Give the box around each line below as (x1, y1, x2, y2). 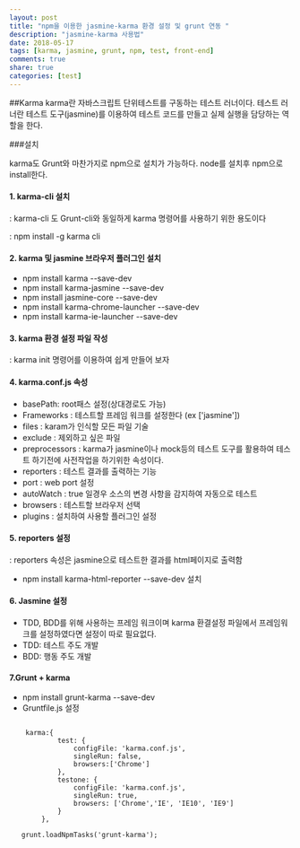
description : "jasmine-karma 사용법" (9, 30, 145, 39)
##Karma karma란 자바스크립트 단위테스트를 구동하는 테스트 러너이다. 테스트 (9, 97, 279, 108)
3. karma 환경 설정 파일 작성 (9, 333, 108, 344)
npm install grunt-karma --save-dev (21, 692, 155, 703)
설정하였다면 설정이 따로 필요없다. (39, 628, 157, 639)
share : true (9, 64, 54, 73)
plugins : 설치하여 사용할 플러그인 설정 (21, 511, 157, 521)
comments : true (9, 55, 66, 64)
